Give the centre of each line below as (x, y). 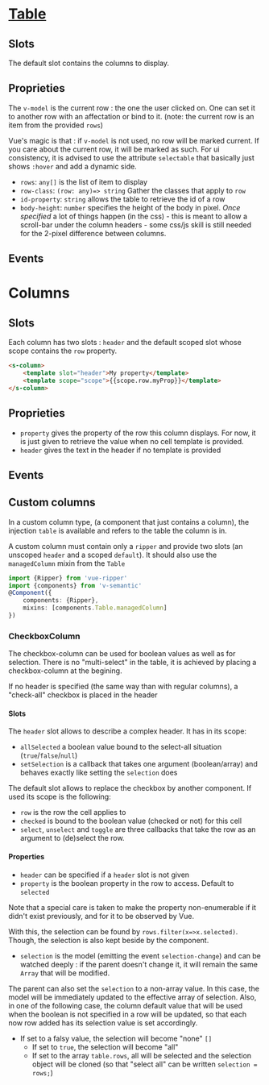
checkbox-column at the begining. (65, 671)
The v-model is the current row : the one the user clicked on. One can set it (132, 108)
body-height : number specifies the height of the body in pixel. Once (130, 207)
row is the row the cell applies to (73, 813)
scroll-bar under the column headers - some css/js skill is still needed (136, 224)
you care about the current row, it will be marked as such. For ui (114, 149)
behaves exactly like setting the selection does (99, 773)
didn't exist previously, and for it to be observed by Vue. (101, 916)
